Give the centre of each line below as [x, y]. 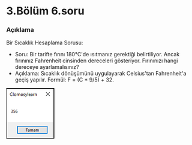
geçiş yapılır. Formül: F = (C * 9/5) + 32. [64, 80]
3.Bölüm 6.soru [46, 11]
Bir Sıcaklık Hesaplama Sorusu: [45, 43]
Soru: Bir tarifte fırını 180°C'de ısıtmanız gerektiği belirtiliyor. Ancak [97, 55]
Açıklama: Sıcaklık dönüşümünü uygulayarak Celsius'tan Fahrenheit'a [100, 74]
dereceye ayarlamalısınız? [47, 67]
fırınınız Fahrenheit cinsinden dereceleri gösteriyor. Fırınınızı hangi [96, 61]
